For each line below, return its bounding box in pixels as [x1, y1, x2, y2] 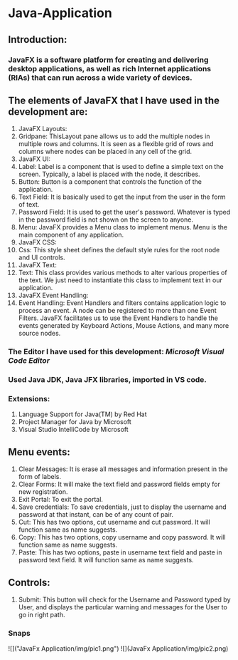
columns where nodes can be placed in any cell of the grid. [18, 148, 193, 156]
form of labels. [18, 473, 61, 481]
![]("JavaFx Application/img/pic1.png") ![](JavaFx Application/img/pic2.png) [8, 644, 229, 653]
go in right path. [18, 611, 65, 619]
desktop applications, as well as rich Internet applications [8, 63, 212, 73]
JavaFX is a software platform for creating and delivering [8, 55, 209, 65]
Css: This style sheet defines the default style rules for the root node [18, 246, 220, 254]
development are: [8, 105, 88, 118]
